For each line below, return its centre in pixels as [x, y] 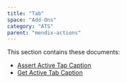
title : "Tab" [26, 13]
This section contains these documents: [63, 52]
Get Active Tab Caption [50, 73]
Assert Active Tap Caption [54, 65]
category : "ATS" [30, 26]
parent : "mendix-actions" [44, 33]
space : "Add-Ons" [32, 20]
